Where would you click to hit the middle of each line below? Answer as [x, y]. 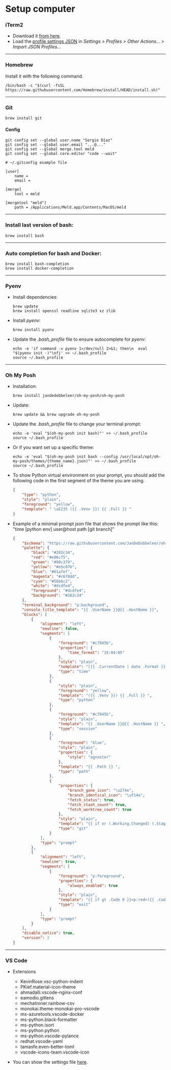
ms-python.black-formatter [49, 1020]
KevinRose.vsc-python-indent [51, 982]
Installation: [25, 386]
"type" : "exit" [74, 905]
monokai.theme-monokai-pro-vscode [60, 1009]
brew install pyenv [33, 330]
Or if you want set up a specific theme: [53, 448]
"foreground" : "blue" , [82, 743]
